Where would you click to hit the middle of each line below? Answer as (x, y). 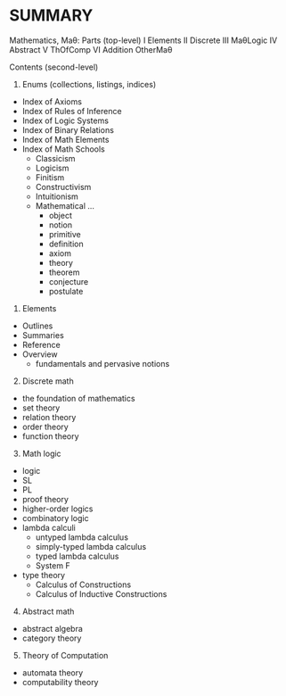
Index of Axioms (52, 101)
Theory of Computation (65, 655)
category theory (52, 638)
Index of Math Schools (63, 149)
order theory (45, 427)
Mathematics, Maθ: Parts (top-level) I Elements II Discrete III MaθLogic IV (143, 40)
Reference (41, 344)
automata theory (53, 672)
